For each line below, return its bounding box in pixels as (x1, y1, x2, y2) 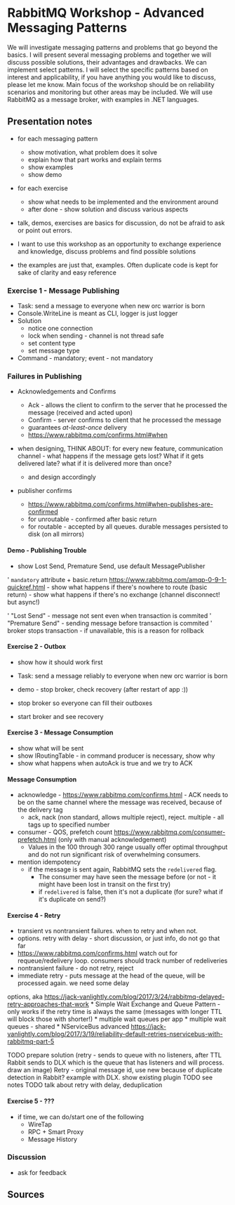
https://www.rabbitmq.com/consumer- (114, 828, 226, 836)
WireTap (27, 1120, 53, 1128)
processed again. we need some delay (17, 979, 130, 987)
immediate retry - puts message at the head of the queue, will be (17, 971, 206, 980)
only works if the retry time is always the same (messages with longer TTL (7, 1008, 222, 1016)
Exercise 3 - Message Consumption (7, 728, 114, 737)
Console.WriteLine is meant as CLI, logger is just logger (17, 309, 178, 317)
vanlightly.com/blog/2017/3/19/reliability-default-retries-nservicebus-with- (7, 1030, 223, 1039)
